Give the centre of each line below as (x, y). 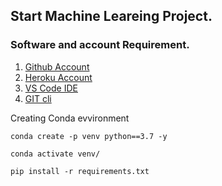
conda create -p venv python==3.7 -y (89, 136)
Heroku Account (58, 77)
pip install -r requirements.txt (80, 171)
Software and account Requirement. (100, 45)
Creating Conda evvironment (70, 118)
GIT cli (38, 98)
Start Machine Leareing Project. (111, 16)
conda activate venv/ (55, 154)
